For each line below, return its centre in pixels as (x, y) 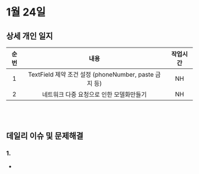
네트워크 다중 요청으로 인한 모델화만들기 (94, 94)
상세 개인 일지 (30, 36)
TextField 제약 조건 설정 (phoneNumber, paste (91, 75)
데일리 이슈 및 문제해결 (45, 136)
